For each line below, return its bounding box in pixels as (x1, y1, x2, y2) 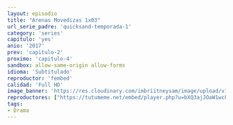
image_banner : (7, 87, 49, 94)
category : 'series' (7, 29, 64, 37)
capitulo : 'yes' (7, 36, 54, 43)
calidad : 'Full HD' (7, 81, 64, 88)
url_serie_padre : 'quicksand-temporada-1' (7, 23, 132, 30)
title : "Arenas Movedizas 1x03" (7, 17, 101, 24)
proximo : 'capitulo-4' (7, 56, 73, 62)
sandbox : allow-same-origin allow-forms (7, 62, 126, 69)
